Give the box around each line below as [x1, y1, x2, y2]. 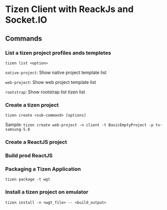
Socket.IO [5, 14, 48, 26]
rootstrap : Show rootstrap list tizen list [5, 89, 85, 95]
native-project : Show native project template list [5, 69, 107, 75]
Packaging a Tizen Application [5, 165, 81, 172]
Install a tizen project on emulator [5, 188, 89, 195]
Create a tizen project [5, 101, 59, 109]
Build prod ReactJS [5, 152, 53, 159]
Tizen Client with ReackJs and [5, 4, 134, 15]
